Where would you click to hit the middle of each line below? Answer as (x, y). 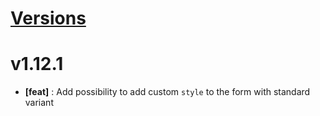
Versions (48, 18)
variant (39, 103)
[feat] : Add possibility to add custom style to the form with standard (167, 92)
